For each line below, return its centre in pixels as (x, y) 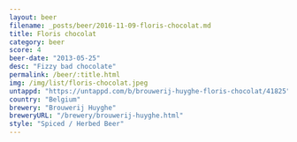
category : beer (37, 42)
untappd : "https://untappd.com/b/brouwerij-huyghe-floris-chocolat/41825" (150, 91)
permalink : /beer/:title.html (65, 75)
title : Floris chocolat (53, 34)
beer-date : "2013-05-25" (55, 58)
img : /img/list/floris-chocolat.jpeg (79, 83)
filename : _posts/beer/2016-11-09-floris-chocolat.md (110, 26)
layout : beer (33, 17)
